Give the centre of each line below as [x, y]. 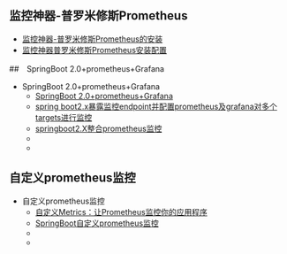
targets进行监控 [64, 117]
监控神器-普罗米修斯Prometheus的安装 [92, 39]
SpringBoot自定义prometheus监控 [97, 223]
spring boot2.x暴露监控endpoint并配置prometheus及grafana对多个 [156, 106]
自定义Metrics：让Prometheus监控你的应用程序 [121, 212]
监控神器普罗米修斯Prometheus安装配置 [94, 50]
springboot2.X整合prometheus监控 [98, 128]
